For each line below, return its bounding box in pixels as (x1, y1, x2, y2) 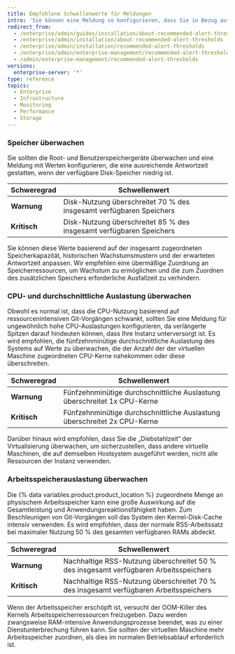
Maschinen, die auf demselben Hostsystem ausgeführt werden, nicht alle (7, 449, 218, 458)
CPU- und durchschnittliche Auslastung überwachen (7, 291, 192, 301)
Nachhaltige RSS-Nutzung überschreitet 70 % (63, 576, 217, 586)
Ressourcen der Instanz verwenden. (7, 457, 112, 465)
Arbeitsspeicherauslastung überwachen (7, 475, 148, 484)
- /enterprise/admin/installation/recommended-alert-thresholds (13, 43, 205, 50)
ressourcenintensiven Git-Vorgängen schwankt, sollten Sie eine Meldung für (7, 315, 227, 323)
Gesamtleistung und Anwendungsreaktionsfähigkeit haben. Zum (7, 505, 192, 514)
